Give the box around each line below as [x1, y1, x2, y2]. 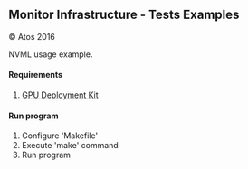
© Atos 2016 [8, 31, 56, 42]
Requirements [8, 70, 63, 80]
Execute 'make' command [21, 140, 119, 151]
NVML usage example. [8, 49, 93, 60]
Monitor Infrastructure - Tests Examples [8, 7, 240, 23]
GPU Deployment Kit [21, 89, 99, 100]
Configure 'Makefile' [21, 130, 99, 141]
